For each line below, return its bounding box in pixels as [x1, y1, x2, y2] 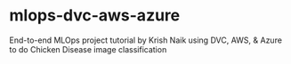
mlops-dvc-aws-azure [9, 5, 181, 26]
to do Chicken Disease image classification [9, 44, 167, 54]
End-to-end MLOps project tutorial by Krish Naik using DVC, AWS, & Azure [9, 35, 283, 45]
